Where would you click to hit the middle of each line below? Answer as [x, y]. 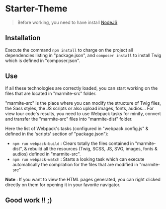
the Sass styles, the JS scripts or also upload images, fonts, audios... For [80, 108]
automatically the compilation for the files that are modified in [75, 164]
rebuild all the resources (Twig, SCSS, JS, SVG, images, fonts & [93, 148]
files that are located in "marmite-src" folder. [51, 93]
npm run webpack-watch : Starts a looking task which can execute [78, 159]
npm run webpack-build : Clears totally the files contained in [73, 143]
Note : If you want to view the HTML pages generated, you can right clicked [83, 179]
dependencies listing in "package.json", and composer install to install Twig [83, 55]
